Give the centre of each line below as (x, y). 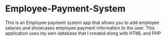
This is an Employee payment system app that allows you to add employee (82, 22)
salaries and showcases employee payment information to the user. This (80, 27)
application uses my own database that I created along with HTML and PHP (83, 33)
